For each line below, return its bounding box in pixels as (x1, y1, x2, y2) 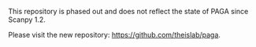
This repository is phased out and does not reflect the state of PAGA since (8, 7, 249, 16)
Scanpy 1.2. (8, 15, 46, 24)
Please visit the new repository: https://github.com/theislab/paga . (8, 31, 221, 39)
